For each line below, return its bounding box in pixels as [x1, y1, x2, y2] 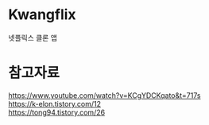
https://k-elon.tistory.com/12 [8, 99, 102, 108]
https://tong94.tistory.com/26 [8, 107, 106, 117]
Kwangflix [8, 6, 77, 24]
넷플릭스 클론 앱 [8, 33, 58, 42]
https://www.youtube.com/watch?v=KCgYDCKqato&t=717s [8, 90, 201, 100]
